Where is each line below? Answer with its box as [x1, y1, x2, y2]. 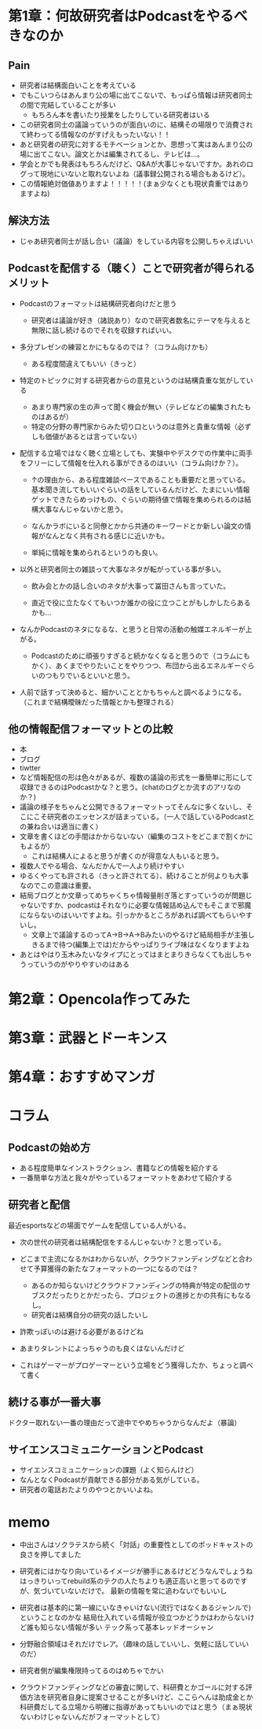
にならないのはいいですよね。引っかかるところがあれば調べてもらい [19, 911, 239, 920]
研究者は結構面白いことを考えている [19, 80, 137, 90]
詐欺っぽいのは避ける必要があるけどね [19, 1327, 144, 1336]
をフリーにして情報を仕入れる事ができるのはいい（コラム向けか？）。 [19, 458, 243, 467]
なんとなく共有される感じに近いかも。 [45, 530, 169, 540]
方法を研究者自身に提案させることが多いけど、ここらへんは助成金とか [26, 1693, 253, 1702]
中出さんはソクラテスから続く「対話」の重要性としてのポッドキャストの [19, 1540, 253, 1550]
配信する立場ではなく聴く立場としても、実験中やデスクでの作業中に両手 [19, 448, 253, 457]
